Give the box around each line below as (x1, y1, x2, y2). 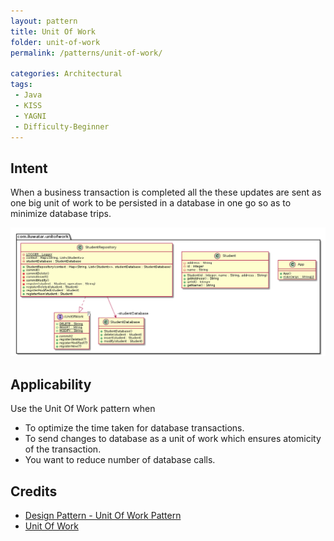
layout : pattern (10, 16, 78, 26)
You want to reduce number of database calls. (24, 454, 216, 466)
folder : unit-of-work (10, 37, 101, 47)
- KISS (14, 100, 43, 110)
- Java (14, 90, 43, 100)
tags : (10, 80, 33, 90)
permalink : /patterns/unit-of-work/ (10, 48, 163, 58)
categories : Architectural (10, 69, 123, 79)
